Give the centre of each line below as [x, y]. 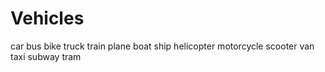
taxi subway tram [46, 56]
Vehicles [47, 18]
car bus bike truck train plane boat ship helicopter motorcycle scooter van [162, 46]
